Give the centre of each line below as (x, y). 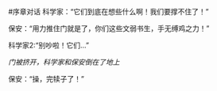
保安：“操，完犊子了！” (46, 79)
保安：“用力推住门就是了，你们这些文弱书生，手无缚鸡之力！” (109, 28)
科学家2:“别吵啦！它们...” (49, 45)
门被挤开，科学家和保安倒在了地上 (64, 62)
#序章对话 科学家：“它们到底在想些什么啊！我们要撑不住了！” (108, 11)
